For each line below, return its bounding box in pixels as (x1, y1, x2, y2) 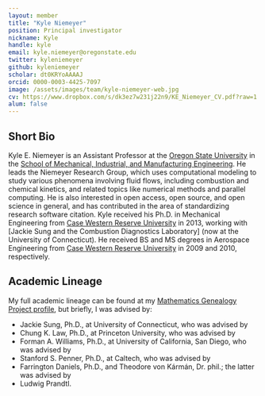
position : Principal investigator (8, 26, 123, 34)
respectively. (8, 252, 50, 261)
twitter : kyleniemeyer (8, 56, 83, 64)
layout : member (8, 11, 59, 20)
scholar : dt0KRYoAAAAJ (8, 71, 83, 79)
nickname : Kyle (8, 33, 59, 42)
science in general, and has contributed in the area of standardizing (8, 201, 230, 210)
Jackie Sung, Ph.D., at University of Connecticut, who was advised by (19, 319, 248, 329)
